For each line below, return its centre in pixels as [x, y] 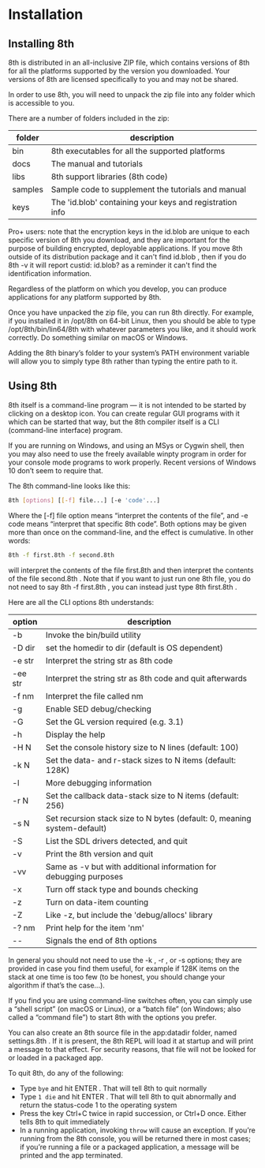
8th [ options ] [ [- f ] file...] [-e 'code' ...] [84, 500]
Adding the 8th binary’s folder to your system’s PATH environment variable [129, 353]
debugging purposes [85, 876]
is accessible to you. [41, 103]
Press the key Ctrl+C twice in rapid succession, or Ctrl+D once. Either [133, 1113]
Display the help [76, 734]
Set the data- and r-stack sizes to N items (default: [141, 760]
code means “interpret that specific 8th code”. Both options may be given [127, 524]
